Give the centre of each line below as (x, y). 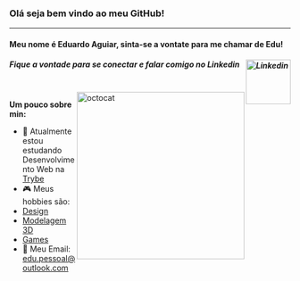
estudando (42, 150)
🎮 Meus (38, 188)
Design (35, 211)
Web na (50, 169)
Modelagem (44, 220)
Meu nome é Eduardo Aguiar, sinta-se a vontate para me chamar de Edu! (146, 44)
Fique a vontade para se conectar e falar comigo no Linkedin (125, 64)
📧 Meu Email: (46, 249)
